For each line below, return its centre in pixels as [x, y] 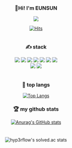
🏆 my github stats [36, 109]
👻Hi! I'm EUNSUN [36, 8]
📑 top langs [36, 85]
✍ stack [36, 47]
